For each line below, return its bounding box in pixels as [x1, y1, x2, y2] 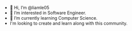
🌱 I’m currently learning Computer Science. [9, 15, 98, 21]
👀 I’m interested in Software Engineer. [9, 10, 86, 16]
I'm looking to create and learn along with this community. [9, 20, 128, 26]
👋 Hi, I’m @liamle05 [9, 5, 50, 10]
